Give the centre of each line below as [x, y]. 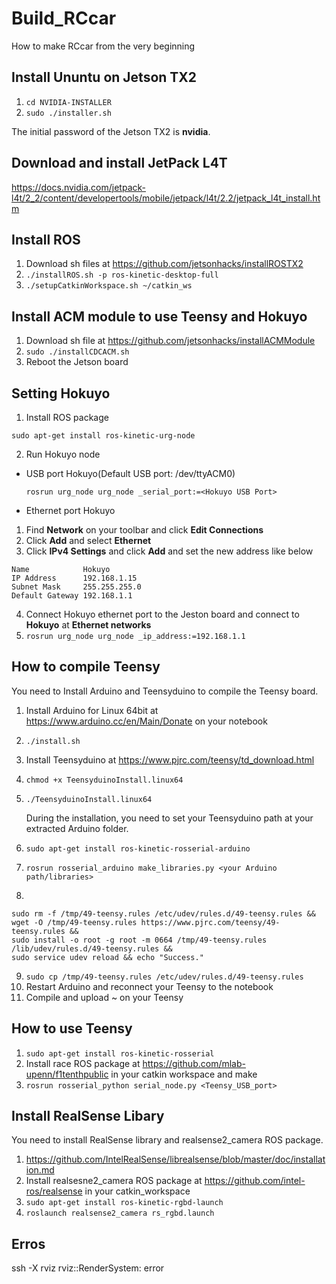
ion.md [40, 1170]
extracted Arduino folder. [77, 828]
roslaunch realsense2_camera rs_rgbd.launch [120, 1213]
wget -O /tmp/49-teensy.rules [74, 922]
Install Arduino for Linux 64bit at [92, 710]
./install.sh [53, 741]
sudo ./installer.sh [68, 113]
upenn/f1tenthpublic [67, 1074]
